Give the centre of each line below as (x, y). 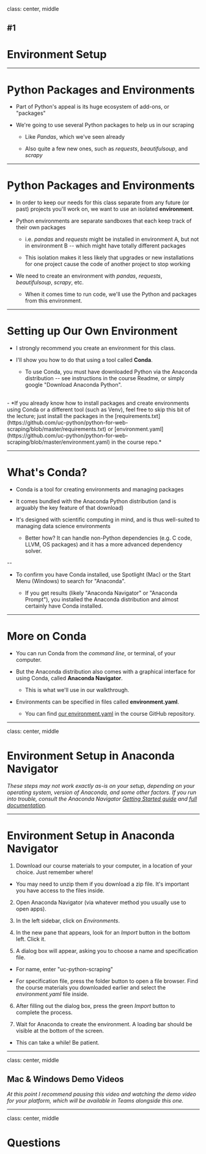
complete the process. (44, 1012)
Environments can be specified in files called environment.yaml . (97, 702)
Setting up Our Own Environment (92, 331)
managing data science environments (63, 526)
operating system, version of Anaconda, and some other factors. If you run (101, 792)
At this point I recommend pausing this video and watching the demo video (101, 1094)
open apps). (31, 909)
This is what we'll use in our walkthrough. (77, 690)
